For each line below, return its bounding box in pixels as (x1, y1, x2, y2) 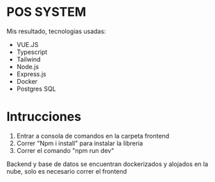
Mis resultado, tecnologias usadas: (6, 27, 106, 35)
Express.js (16, 70, 46, 78)
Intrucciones (6, 109, 81, 125)
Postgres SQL (16, 84, 56, 93)
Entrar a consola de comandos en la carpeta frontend (16, 131, 170, 140)
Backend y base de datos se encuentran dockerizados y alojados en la (6, 160, 209, 168)
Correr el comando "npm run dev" (16, 146, 114, 154)
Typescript (16, 48, 48, 56)
